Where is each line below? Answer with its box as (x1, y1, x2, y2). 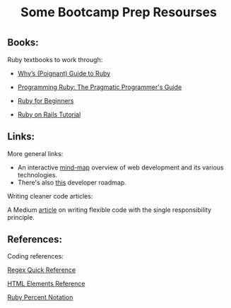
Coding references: (7, 252, 64, 261)
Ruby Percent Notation (7, 293, 73, 302)
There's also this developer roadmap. (17, 178, 127, 186)
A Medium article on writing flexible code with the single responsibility (7, 206, 212, 214)
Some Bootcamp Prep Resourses (20, 4, 218, 20)
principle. (7, 213, 35, 221)
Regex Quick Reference (7, 266, 76, 274)
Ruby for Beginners (17, 96, 74, 105)
